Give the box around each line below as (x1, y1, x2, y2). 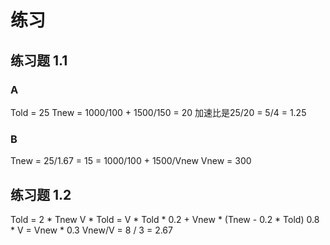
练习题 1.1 (10, 52, 68, 69)
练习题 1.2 (10, 186, 72, 203)
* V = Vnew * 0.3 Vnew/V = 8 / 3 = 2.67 (10, 224, 173, 236)
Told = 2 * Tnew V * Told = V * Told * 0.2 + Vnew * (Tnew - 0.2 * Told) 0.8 (10, 213, 320, 225)
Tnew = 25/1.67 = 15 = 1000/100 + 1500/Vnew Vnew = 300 (10, 155, 252, 167)
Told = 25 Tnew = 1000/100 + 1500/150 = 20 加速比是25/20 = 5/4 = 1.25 (10, 106, 307, 118)
